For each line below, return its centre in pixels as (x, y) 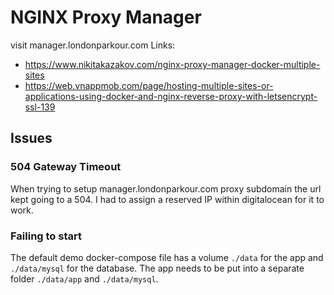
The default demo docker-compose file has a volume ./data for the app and (167, 257)
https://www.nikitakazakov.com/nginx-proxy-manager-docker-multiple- (172, 64)
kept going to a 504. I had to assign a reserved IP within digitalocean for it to (167, 199)
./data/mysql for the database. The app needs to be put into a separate (157, 268)
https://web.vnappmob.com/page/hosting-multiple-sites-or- (149, 85)
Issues (31, 138)
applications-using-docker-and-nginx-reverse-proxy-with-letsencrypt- (171, 96)
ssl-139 (40, 107)
